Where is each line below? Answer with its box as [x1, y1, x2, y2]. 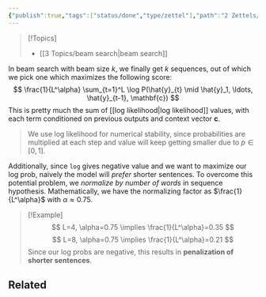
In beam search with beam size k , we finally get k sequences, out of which [8, 64, 252, 73]
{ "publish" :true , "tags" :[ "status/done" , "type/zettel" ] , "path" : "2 [8, 11, 228, 20]
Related [8, 278, 47, 292]
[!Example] [27, 210, 63, 220]
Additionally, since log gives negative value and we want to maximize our [8, 161, 247, 171]
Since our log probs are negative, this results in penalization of [27, 246, 234, 257]
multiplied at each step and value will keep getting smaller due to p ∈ [27, 137, 254, 147]
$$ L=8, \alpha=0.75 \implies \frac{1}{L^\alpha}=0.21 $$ [51, 235, 234, 244]
